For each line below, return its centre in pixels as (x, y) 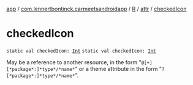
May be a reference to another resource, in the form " (74, 62)
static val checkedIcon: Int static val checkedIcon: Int (81, 51)
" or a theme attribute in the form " (118, 68)
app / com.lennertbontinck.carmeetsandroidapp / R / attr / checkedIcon (96, 9)
